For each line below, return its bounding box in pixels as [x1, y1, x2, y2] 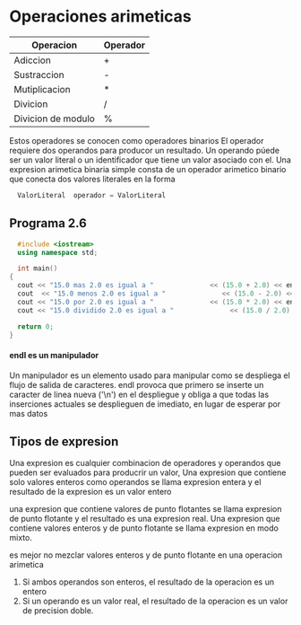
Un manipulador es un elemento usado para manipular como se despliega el [9, 370, 291, 381]
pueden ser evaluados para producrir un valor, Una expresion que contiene [9, 467, 287, 478]
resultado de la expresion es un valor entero [9, 487, 172, 497]
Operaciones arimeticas [9, 6, 192, 27]
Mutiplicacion [13, 83, 71, 95]
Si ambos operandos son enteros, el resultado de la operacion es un [21, 577, 275, 587]
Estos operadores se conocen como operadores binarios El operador [9, 135, 264, 145]
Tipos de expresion [9, 434, 119, 449]
